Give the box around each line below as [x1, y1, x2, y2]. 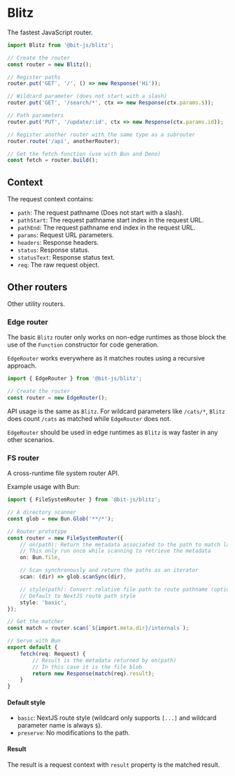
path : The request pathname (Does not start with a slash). [17, 208, 184, 217]
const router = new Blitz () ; [7, 61, 92, 68]
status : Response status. [17, 246, 90, 254]
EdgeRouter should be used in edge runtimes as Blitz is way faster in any [7, 428, 218, 436]
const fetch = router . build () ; [7, 156, 99, 164]
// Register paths [7, 74, 61, 81]
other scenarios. [7, 435, 55, 443]
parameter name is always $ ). [17, 721, 103, 730]
